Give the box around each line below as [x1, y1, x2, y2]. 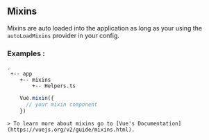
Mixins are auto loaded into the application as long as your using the [7, 24, 203, 32]
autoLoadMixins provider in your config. [7, 31, 120, 40]
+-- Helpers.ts [32, 82, 76, 89]
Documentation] [137, 120, 182, 127]
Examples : [7, 49, 45, 58]
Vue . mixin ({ [19, 95, 54, 102]
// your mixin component [25, 100, 98, 108]
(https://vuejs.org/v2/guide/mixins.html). [7, 126, 135, 133]
